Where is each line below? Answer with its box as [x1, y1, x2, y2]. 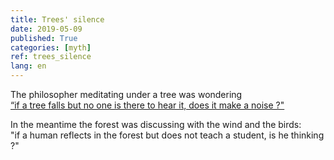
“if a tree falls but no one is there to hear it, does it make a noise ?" [10, 99, 285, 111]
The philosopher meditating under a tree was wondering [10, 89, 243, 100]
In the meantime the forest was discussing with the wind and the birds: [10, 119, 302, 130]
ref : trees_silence [10, 52, 92, 62]
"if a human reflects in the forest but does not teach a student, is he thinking [10, 129, 325, 141]
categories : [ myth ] [10, 42, 92, 53]
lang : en [10, 61, 47, 71]
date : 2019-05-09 [10, 24, 83, 34]
